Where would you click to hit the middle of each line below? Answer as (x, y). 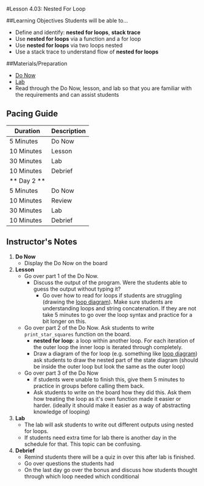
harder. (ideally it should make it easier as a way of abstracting (112, 405)
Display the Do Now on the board (66, 263)
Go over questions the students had (69, 463)
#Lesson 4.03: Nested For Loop (46, 9)
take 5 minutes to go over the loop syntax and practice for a (118, 314)
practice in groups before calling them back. (89, 386)
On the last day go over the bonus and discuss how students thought (111, 470)
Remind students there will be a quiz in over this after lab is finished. (110, 457)
